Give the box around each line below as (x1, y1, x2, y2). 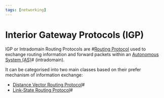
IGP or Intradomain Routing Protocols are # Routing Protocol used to (5, 46, 146, 52)
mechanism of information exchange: (5, 72, 83, 78)
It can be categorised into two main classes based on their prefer (5, 66, 141, 72)
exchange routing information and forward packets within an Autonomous (5, 51, 159, 57)
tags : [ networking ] (5, 7, 47, 13)
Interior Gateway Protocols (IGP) (5, 29, 144, 40)
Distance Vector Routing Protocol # (12, 81, 85, 87)
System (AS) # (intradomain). (5, 57, 65, 63)
